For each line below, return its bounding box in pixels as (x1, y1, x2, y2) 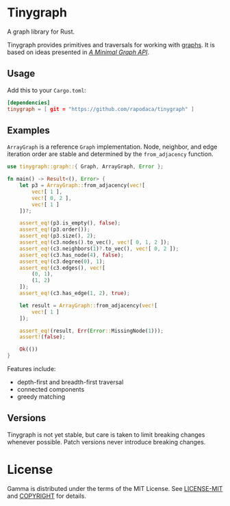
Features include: (7, 365, 56, 373)
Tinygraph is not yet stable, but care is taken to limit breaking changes (7, 430, 205, 439)
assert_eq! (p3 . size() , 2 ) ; (19, 233, 97, 240)
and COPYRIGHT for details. (7, 492, 87, 500)
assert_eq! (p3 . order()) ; (19, 226, 90, 233)
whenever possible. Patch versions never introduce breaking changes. (7, 438, 206, 446)
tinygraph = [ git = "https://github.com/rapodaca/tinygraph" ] (7, 105, 194, 112)
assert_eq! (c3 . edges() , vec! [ (19, 264, 106, 271)
